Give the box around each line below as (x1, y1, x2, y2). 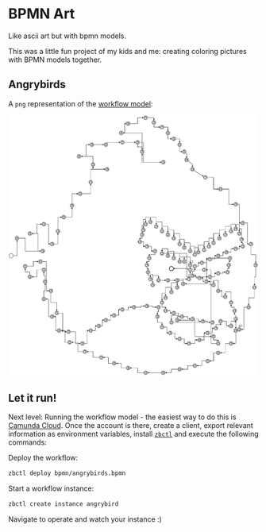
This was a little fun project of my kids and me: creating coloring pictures (8, 46, 248, 56)
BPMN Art (8, 5, 75, 23)
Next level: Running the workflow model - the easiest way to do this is (8, 412, 237, 422)
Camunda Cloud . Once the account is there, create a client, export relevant (8, 421, 254, 430)
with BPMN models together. (8, 55, 102, 64)
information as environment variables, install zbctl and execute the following (8, 430, 259, 439)
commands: (8, 438, 48, 447)
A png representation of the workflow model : (8, 98, 153, 108)
